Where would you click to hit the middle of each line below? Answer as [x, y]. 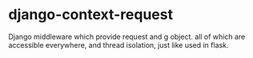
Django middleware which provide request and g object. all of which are [127, 37]
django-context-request [91, 15]
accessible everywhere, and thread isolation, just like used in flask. [118, 44]
